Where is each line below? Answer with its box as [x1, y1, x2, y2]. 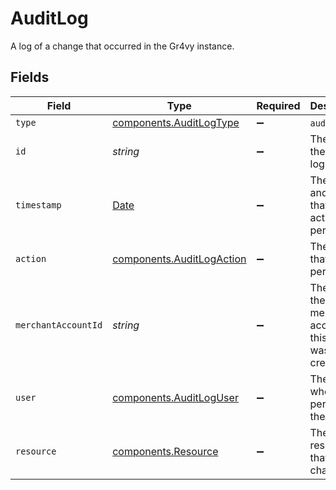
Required [256, 98, 301, 112]
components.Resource [112, 444, 219, 458]
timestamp [15, 199, 62, 211]
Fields [10, 69, 50, 86]
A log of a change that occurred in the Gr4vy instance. [10, 40, 235, 52]
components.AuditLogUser [112, 390, 239, 404]
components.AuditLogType [112, 115, 240, 129]
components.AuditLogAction [112, 252, 247, 266]
